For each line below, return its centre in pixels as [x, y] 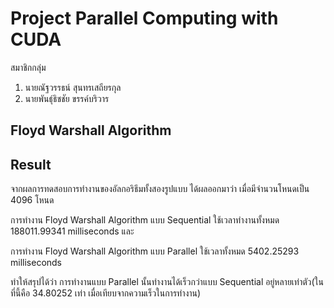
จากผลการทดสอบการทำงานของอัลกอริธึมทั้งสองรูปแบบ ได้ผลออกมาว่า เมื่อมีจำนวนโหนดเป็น [160, 189]
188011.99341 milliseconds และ [72, 231]
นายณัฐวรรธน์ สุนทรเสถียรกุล [73, 87]
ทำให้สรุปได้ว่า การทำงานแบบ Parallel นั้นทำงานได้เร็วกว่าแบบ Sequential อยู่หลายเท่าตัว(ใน [167, 282]
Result [31, 164]
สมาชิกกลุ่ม [28, 67]
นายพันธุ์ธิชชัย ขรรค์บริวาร [67, 98]
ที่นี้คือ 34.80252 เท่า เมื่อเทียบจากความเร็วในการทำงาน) [106, 293]
